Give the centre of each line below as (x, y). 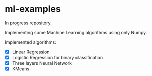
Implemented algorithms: (30, 42)
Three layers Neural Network (42, 63)
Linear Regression (31, 52)
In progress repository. (28, 23)
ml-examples (33, 9)
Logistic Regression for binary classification (57, 58)
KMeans (21, 69)
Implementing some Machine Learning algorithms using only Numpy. (76, 32)
